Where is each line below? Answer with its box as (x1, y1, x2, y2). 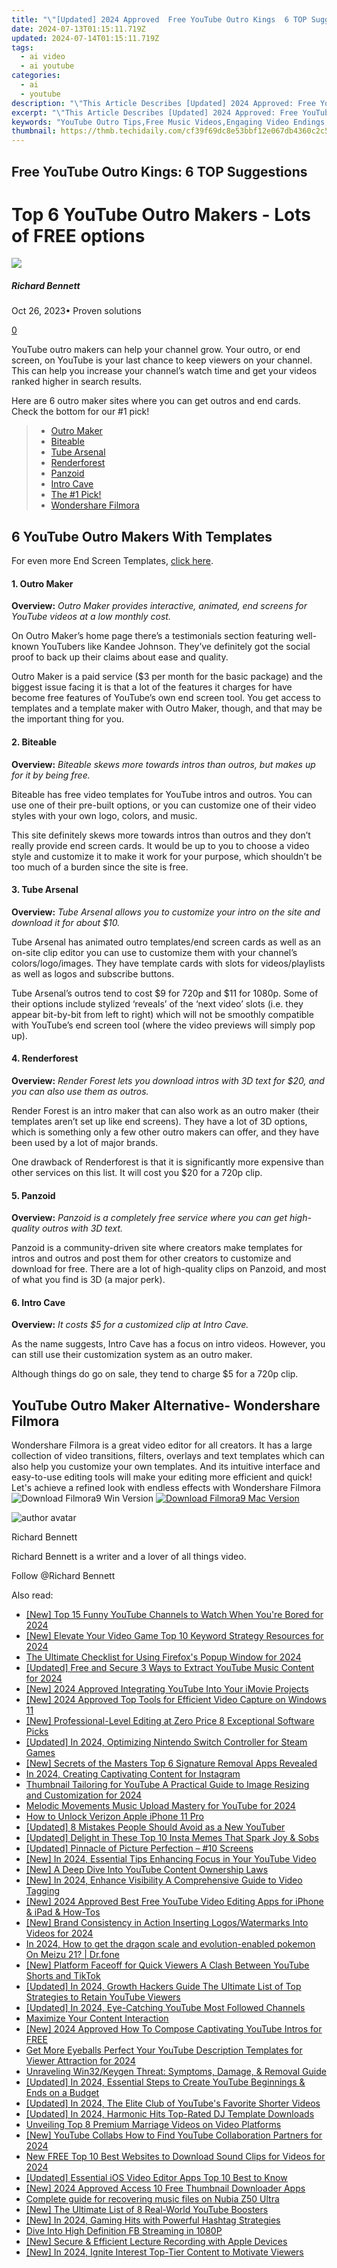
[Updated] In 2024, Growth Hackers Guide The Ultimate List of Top (25, 1981, 302, 1993)
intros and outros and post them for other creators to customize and (11, 1252, 292, 1265)
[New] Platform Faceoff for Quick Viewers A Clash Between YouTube (25, 1959, 310, 1971)
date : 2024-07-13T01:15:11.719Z (11, 24, 146, 34)
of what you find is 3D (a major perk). (11, 1274, 166, 1286)
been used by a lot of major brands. (11, 1137, 159, 1149)
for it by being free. (11, 769, 91, 781)
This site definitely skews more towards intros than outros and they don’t (11, 829, 311, 841)
